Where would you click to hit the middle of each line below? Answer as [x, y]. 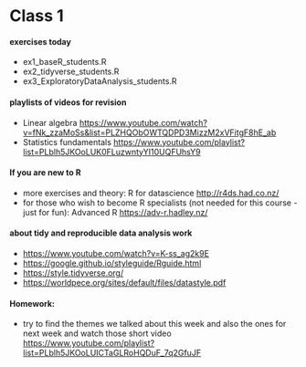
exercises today [40, 41]
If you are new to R [45, 173]
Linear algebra [50, 122]
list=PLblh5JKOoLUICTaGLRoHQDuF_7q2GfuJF [112, 353]
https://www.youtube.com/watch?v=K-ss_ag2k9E [116, 253]
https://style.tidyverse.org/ [73, 273]
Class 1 [37, 16]
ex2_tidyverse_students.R [71, 72]
